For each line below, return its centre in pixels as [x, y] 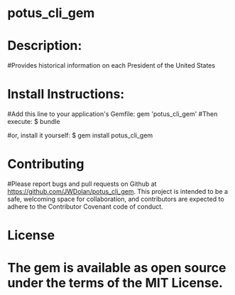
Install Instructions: [66, 94]
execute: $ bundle [34, 122]
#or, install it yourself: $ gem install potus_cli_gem [80, 135]
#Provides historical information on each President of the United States [111, 66]
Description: [45, 46]
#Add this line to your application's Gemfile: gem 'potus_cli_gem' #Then [113, 114]
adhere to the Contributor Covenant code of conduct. [85, 207]
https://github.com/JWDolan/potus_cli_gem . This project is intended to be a [118, 191]
